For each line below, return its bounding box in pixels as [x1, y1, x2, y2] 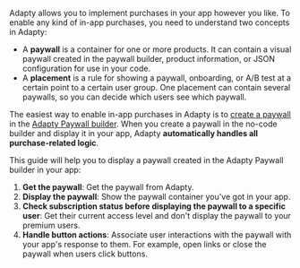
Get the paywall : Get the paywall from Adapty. [21, 182, 194, 192]
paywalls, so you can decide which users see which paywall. [21, 91, 247, 102]
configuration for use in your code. [21, 63, 150, 73]
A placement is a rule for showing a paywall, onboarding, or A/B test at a [21, 73, 292, 83]
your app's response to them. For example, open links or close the [21, 239, 267, 249]
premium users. [21, 220, 81, 230]
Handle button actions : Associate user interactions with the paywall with [21, 229, 292, 240]
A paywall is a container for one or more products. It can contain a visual [21, 44, 292, 55]
